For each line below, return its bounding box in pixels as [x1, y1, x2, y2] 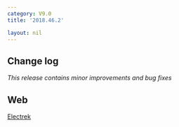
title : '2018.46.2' [7, 17, 65, 24]
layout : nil [7, 29, 42, 36]
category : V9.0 [7, 10, 52, 17]
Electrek [7, 112, 32, 121]
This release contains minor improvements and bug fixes [7, 74, 172, 82]
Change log [7, 55, 59, 67]
